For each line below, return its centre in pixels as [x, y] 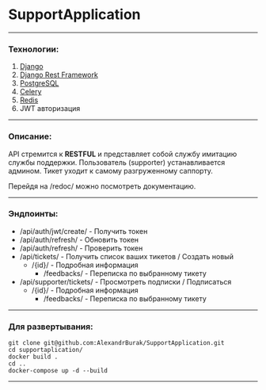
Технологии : [34, 49]
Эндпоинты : [33, 214]
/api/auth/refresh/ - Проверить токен [81, 248]
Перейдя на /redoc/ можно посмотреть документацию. [102, 186]
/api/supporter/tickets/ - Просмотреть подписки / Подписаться [125, 281]
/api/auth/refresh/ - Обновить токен [79, 239]
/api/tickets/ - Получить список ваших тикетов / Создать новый [126, 256]
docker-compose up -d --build [58, 371]
